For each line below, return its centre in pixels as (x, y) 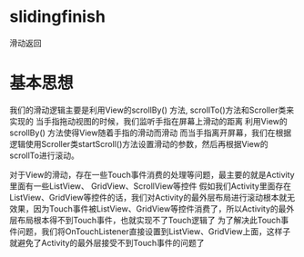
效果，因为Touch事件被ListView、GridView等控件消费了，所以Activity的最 (148, 208)
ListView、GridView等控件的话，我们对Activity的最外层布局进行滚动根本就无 (152, 197)
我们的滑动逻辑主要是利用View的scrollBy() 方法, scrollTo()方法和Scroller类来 (152, 110)
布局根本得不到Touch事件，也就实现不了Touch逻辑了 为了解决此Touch (149, 220)
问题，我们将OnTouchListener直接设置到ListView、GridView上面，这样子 (154, 231)
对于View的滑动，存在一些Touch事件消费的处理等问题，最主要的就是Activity (152, 174)
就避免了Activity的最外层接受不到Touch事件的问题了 (107, 242)
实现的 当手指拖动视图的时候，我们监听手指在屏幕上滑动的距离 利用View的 (149, 121)
